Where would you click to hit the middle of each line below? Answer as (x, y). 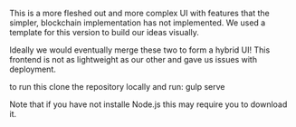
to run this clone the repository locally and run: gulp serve (117, 87)
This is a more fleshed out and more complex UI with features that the (139, 13)
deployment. (33, 69)
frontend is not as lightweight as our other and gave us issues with (134, 59)
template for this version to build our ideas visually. (104, 32)
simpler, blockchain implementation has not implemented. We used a (138, 23)
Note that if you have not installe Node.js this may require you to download (148, 104)
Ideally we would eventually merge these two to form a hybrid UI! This (140, 50)
